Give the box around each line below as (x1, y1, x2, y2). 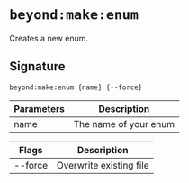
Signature (9, 59, 66, 74)
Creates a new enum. (9, 32, 88, 43)
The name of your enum (73, 117, 175, 130)
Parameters (13, 102, 65, 114)
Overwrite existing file (57, 159, 149, 171)
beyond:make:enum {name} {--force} (9, 83, 143, 92)
